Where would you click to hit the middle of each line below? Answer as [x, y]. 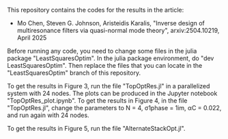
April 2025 [32, 38]
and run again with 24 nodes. [48, 115]
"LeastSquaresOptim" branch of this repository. [74, 73]
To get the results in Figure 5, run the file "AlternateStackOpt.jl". [96, 128]
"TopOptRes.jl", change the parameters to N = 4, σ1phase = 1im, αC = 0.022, [114, 108]
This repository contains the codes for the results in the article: [96, 10]
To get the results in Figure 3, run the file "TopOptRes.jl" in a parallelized [109, 86]
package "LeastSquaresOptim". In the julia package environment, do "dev [111, 58]
